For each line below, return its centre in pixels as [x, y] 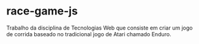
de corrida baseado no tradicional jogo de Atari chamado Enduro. [89, 34]
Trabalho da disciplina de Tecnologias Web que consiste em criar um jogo [99, 28]
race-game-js [42, 11]
